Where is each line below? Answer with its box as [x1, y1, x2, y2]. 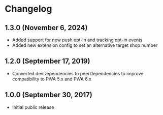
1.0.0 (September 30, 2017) [5, 91, 92, 99]
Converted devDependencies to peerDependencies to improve [12, 70, 144, 76]
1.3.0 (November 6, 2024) [5, 23, 88, 32]
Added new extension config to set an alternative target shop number [12, 42, 158, 48]
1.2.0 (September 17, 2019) [5, 57, 90, 66]
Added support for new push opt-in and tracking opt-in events [12, 37, 143, 43]
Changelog [5, 3, 52, 15]
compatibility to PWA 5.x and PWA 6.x [12, 76, 92, 82]
